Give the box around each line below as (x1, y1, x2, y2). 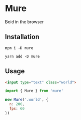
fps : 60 (9, 107, 25, 111)
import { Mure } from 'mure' (5, 89, 64, 93)
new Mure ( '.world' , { (5, 97, 49, 102)
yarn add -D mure (5, 54, 40, 59)
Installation (5, 33, 40, 41)
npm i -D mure (5, 45, 34, 51)
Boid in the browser (5, 19, 44, 25)
